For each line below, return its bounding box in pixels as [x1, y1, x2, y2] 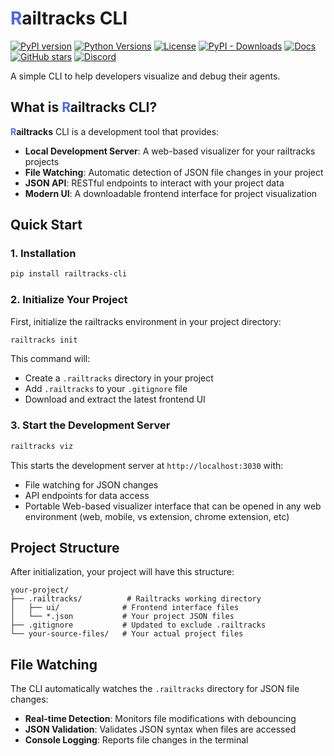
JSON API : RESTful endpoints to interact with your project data [24, 177, 285, 189]
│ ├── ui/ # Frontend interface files [10, 603, 240, 613]
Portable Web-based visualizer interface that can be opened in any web [24, 500, 322, 512]
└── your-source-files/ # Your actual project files [10, 629, 244, 639]
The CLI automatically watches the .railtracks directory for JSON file [10, 683, 300, 695]
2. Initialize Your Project [10, 293, 128, 307]
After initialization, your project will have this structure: [10, 566, 235, 578]
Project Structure [10, 540, 120, 557]
